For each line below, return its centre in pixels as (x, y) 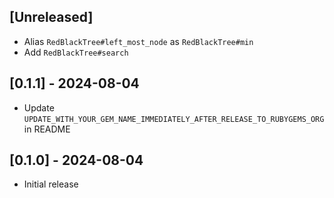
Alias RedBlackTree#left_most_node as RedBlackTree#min (138, 41)
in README (47, 129)
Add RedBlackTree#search (76, 52)
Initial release (51, 184)
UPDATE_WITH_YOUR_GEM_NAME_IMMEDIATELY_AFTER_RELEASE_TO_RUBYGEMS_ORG (174, 119)
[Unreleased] (51, 17)
